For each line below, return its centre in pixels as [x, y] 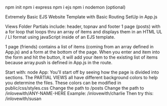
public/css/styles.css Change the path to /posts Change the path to [75, 88]
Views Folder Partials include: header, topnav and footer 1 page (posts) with [83, 26]
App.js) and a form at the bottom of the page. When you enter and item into [83, 52]
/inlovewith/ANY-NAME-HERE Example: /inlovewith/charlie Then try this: [79, 93]
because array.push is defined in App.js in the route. [59, 62]
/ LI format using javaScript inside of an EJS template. [60, 37]
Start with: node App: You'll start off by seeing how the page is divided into [82, 72]
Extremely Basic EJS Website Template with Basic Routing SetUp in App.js [82, 17]
